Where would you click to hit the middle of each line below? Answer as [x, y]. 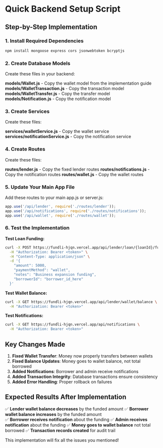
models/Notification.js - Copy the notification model [58, 99]
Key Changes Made [35, 344]
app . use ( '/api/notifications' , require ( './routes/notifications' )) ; [76, 211]
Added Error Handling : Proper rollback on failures [62, 382]
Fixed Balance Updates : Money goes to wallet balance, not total [76, 361]
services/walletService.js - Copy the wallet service [57, 131]
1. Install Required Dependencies [44, 41]
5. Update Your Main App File [40, 187]
